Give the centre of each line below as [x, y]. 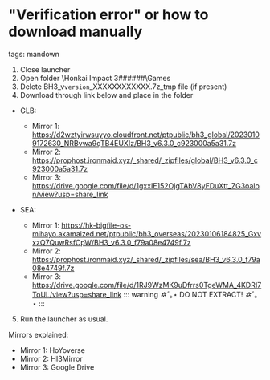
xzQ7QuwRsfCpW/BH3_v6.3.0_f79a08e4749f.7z [111, 242]
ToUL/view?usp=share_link [77, 294]
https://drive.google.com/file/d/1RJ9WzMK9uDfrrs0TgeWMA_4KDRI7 [147, 285]
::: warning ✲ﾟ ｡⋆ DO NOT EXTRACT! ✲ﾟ [189, 294]
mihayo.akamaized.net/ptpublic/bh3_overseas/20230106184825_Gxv [147, 233]
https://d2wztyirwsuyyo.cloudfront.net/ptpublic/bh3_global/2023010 [145, 135]
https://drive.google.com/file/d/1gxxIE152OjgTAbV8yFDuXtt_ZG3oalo [145, 185]
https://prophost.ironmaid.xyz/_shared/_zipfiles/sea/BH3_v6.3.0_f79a [146, 259]
